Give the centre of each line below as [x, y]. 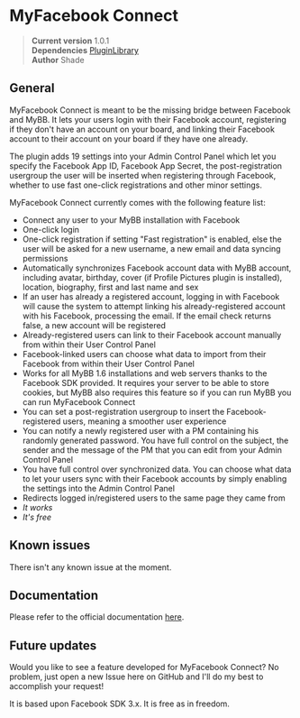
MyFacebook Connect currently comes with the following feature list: [137, 202]
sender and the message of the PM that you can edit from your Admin [152, 450]
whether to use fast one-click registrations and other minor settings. [136, 185]
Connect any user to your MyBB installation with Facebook [131, 220]
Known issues [50, 545]
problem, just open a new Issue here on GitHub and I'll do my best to [136, 677]
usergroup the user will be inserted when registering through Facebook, [143, 175]
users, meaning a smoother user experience [145, 421]
